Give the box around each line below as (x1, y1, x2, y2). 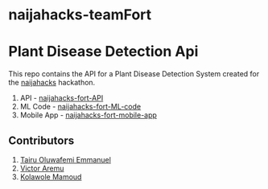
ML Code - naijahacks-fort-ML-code (19, 102, 142, 112)
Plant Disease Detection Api (8, 43, 199, 61)
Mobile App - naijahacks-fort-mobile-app (19, 110, 157, 120)
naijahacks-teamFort (8, 6, 152, 24)
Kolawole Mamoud (19, 171, 82, 182)
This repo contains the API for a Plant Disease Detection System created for (8, 69, 260, 79)
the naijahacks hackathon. (8, 78, 96, 88)
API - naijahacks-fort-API (19, 93, 104, 103)
